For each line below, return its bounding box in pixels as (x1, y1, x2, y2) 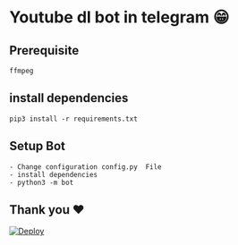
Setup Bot (9, 139, 65, 154)
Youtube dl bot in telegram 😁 (9, 7, 230, 28)
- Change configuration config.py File (9, 162, 163, 172)
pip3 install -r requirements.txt (9, 114, 139, 123)
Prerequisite (9, 43, 80, 58)
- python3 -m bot (9, 178, 74, 187)
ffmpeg (9, 66, 34, 75)
